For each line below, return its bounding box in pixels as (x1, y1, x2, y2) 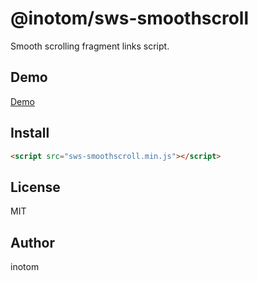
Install (10, 125, 50, 142)
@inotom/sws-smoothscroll (10, 7, 250, 30)
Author (10, 234, 55, 251)
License (10, 178, 61, 196)
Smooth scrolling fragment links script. (10, 40, 170, 52)
